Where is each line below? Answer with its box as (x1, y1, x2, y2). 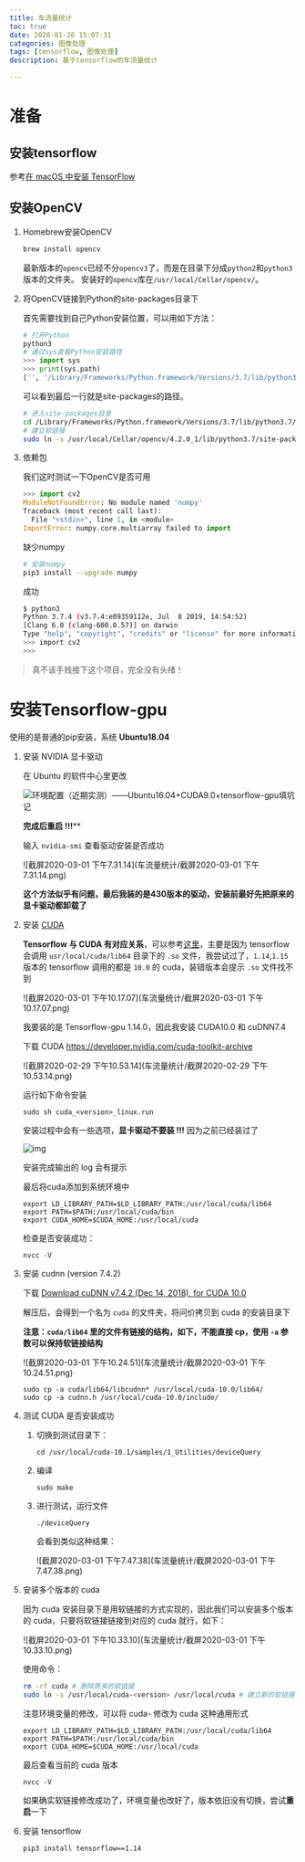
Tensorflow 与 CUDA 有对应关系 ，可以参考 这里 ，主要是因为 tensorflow (22, 938, 290, 950)
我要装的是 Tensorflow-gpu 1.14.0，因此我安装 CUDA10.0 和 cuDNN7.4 (22, 1021, 287, 1032)
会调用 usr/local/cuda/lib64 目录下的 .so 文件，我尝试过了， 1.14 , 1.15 (22, 950, 289, 961)
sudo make (36, 1483, 75, 1492)
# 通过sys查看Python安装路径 (22, 348, 123, 357)
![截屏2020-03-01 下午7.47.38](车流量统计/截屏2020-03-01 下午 (36, 1554, 276, 1566)
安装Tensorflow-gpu (9, 700, 168, 720)
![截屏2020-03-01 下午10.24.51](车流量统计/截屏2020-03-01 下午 (22, 1357, 267, 1368)
